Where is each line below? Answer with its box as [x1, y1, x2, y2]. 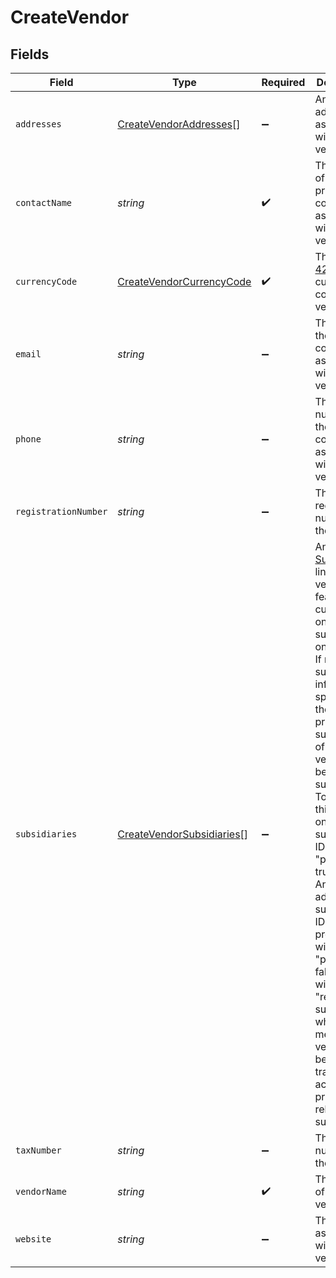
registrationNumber [15, 506, 108, 517]
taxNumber [15, 1145, 62, 1156]
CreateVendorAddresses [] [117, 117, 241, 131]
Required [261, 76, 306, 89]
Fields [10, 46, 50, 63]
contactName [15, 197, 73, 208]
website [15, 1234, 52, 1245]
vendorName [15, 1186, 67, 1197]
